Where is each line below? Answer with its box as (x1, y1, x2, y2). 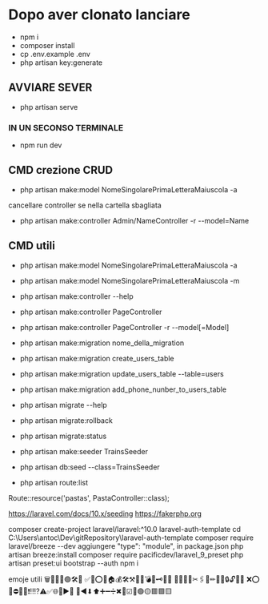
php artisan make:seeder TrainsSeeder (19, 446, 149, 456)
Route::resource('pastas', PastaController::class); (8, 493, 170, 502)
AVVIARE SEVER (8, 81, 93, 95)
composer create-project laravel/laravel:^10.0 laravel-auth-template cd (8, 524, 242, 534)
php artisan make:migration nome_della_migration (19, 338, 185, 348)
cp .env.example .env (19, 49, 90, 58)
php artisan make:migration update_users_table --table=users (19, 368, 224, 378)
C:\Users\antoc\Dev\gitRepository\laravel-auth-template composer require (8, 533, 254, 542)
